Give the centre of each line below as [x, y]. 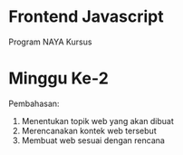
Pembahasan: [34, 103]
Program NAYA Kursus [50, 42]
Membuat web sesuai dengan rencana [93, 140]
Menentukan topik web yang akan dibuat [97, 121]
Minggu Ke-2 [59, 78]
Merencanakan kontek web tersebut [89, 131]
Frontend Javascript [86, 17]
